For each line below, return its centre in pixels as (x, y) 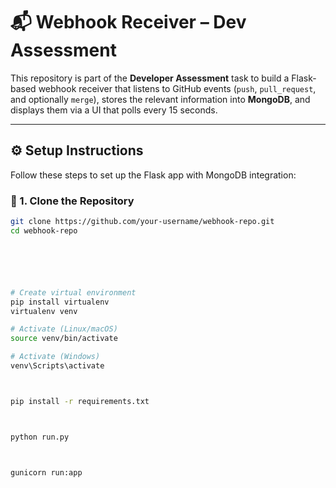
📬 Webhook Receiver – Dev (128, 22)
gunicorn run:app (46, 472)
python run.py (40, 437)
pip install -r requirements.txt (80, 401)
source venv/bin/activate (64, 339)
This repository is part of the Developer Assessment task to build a (150, 78)
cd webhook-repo (44, 230)
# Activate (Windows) (55, 357)
